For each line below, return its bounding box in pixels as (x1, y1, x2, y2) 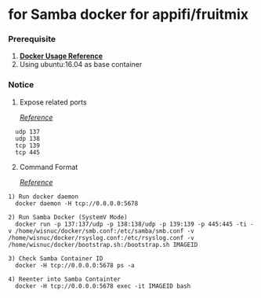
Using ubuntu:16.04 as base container (19, 60, 143, 69)
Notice (8, 79, 34, 90)
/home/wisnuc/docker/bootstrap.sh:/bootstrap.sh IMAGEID (8, 241, 198, 248)
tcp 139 (15, 142, 41, 149)
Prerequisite (8, 34, 56, 45)
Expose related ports (19, 97, 88, 107)
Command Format (19, 162, 78, 171)
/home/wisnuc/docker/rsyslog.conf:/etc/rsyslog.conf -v (8, 234, 194, 241)
